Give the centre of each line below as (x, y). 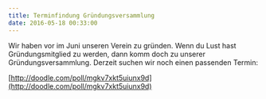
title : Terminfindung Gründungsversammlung (82, 15)
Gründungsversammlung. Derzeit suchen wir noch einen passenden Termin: (133, 62)
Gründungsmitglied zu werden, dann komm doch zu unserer (107, 54)
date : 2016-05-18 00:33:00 (53, 23)
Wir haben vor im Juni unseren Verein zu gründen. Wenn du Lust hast (122, 45)
